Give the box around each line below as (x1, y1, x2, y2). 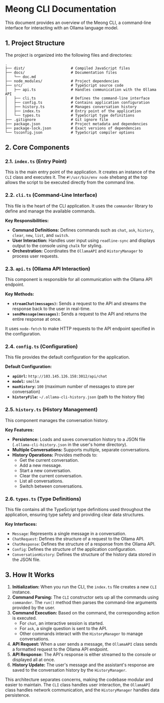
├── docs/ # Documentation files (5, 70, 117, 75)
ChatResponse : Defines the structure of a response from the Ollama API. (12, 541, 156, 547)
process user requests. (12, 253, 59, 259)
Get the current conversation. (19, 457, 79, 463)
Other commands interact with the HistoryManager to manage (19, 631, 143, 636)
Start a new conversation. (19, 468, 71, 473)
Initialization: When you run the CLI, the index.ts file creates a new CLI (12, 584, 157, 589)
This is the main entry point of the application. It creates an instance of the (5, 169, 155, 175)
